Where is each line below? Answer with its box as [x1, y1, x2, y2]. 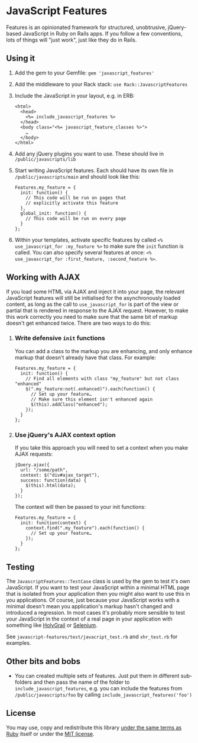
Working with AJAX [6, 272, 80, 282]
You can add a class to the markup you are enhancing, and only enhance [14, 347, 193, 354]
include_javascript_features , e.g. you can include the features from [14, 684, 183, 692]
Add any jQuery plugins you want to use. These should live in [14, 150, 164, 157]
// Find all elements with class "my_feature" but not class [25, 376, 179, 382]
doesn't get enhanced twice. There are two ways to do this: [6, 319, 151, 327]
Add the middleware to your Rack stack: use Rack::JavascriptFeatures [14, 80, 188, 88]
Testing [6, 562, 35, 572]
